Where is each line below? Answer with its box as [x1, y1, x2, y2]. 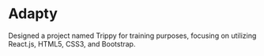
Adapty [8, 5, 58, 23]
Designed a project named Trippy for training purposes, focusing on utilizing [8, 31, 257, 40]
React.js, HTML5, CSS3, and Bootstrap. [8, 39, 136, 48]
